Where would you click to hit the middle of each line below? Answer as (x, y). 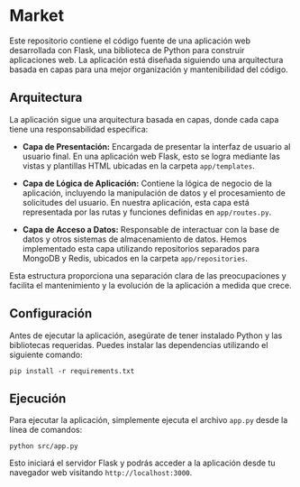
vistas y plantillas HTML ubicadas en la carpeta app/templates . (138, 165)
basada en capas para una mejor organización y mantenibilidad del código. (149, 69)
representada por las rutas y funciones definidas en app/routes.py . (147, 212)
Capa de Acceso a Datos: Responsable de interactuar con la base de (151, 229)
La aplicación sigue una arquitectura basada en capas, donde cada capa (144, 119)
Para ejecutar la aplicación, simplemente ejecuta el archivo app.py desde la (149, 420)
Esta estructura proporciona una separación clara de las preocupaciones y (148, 275)
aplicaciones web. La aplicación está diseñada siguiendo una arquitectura (146, 60)
